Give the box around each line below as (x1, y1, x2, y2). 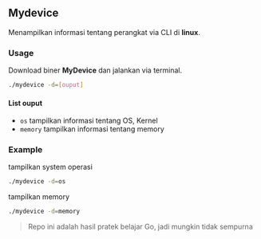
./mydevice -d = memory (8, 207, 81, 216)
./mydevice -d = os (8, 178, 66, 186)
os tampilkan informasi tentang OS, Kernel (19, 116, 158, 126)
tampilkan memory (8, 192, 70, 202)
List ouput (8, 98, 42, 108)
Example (8, 144, 43, 155)
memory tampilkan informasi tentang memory (19, 124, 165, 134)
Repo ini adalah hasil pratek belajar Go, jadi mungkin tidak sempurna (27, 222, 254, 232)
